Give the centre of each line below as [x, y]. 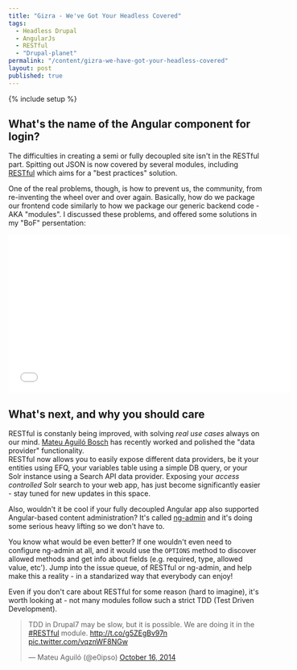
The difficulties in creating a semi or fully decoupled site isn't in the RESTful [134, 156]
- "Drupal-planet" [47, 53]
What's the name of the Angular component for [130, 125]
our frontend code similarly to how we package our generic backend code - [134, 206]
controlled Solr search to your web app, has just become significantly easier [134, 485]
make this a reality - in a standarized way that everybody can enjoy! [121, 576]
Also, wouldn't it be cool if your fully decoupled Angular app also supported [134, 510]
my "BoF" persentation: [47, 223]
